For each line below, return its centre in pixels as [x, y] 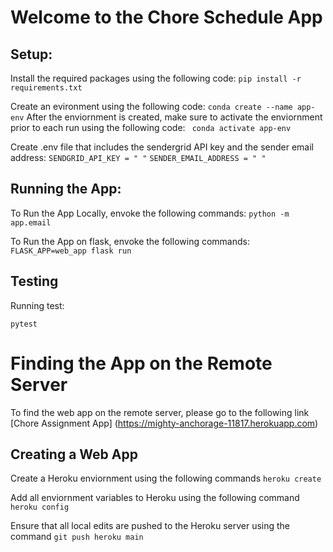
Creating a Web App [74, 454]
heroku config [40, 507]
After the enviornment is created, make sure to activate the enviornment [174, 117]
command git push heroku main [77, 537]
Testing [34, 281]
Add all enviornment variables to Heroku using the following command [155, 498]
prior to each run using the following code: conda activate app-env [151, 127]
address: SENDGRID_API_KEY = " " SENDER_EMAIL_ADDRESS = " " [138, 157]
